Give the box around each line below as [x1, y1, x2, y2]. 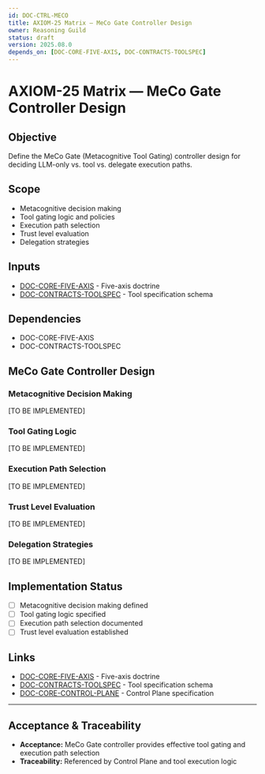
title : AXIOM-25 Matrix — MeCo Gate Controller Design [8, 19, 192, 27]
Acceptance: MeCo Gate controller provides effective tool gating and [19, 740, 246, 749]
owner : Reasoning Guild [8, 26, 87, 34]
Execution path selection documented [19, 618, 144, 628]
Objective [8, 130, 58, 144]
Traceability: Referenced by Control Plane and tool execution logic [19, 757, 237, 766]
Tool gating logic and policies [19, 212, 116, 221]
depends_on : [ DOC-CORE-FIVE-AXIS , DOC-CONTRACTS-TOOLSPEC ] [8, 48, 207, 56]
